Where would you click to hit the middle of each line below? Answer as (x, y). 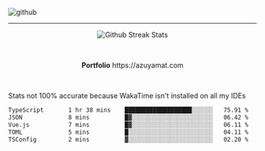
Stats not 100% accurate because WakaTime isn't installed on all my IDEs (127, 96)
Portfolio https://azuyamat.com (132, 65)
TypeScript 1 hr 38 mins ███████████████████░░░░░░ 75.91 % (128, 110)
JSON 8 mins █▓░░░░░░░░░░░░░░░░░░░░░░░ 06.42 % (128, 117)
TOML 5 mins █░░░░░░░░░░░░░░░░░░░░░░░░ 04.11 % (128, 132)
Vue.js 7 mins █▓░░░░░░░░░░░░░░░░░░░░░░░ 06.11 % (128, 125)
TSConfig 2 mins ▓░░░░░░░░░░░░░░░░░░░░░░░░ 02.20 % (128, 139)
